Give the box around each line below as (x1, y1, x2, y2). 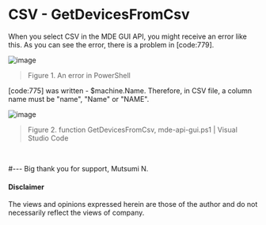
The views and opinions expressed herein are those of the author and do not (8, 200, 258, 209)
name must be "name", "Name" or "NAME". (8, 94, 150, 103)
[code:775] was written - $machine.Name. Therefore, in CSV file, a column (8, 85, 253, 96)
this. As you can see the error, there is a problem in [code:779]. (8, 39, 215, 49)
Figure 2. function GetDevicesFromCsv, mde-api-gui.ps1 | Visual (27, 125, 237, 134)
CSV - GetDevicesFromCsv (8, 6, 190, 24)
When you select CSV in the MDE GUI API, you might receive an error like (8, 32, 247, 41)
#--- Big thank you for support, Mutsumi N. (8, 163, 149, 173)
